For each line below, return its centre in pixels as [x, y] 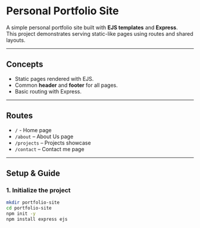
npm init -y [21, 214]
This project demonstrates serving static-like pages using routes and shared [100, 33]
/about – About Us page [44, 136]
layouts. [16, 40]
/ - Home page [33, 130]
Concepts [25, 65]
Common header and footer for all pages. [66, 85]
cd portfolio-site [29, 208]
